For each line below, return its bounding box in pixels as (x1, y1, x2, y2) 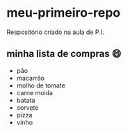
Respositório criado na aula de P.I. (6, 28, 104, 36)
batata (16, 96, 35, 104)
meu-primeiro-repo (6, 5, 121, 21)
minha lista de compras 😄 (6, 48, 122, 60)
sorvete (16, 103, 39, 112)
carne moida (16, 88, 54, 97)
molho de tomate (16, 81, 65, 90)
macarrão (16, 74, 45, 82)
